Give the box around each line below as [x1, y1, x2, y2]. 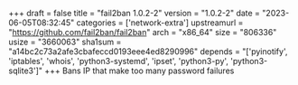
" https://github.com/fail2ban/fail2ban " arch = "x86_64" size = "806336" [8, 27, 277, 37]
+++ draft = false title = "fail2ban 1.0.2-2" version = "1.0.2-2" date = [8, 8, 261, 18]
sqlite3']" [8, 65, 42, 76]
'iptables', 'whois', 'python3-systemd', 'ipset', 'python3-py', [8, 56, 229, 66]
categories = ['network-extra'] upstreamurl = [76, 17, 244, 28]
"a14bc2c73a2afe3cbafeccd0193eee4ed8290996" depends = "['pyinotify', [8, 46, 288, 57]
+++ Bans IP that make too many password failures [43, 65, 235, 76]
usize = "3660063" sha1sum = [8, 36, 122, 47]
